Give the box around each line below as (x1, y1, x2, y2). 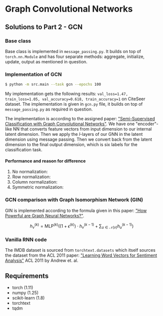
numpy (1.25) (12, 290, 39, 296)
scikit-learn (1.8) (12, 295, 45, 301)
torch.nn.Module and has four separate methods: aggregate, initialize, (5, 54, 145, 59)
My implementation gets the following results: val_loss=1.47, (5, 91, 128, 97)
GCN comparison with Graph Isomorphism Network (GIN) (5, 196, 144, 203)
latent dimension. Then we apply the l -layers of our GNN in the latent (5, 131, 143, 137)
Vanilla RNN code (5, 236, 47, 243)
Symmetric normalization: (12, 184, 64, 190)
